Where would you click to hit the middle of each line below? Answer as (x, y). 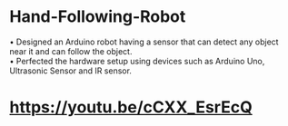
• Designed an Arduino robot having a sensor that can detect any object (144, 42)
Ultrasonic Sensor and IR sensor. (70, 71)
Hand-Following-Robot (98, 17)
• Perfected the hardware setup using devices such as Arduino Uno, (137, 61)
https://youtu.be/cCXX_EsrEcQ (131, 107)
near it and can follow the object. (71, 51)
